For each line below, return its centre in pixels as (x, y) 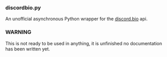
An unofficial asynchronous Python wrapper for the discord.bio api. (77, 19)
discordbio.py (23, 8)
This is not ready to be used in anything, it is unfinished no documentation (84, 43)
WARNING (18, 32)
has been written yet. (28, 49)
